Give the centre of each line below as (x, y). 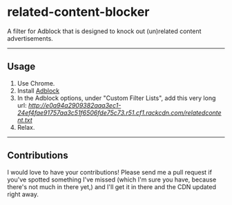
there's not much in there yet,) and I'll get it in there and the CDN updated (112, 186)
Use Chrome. (36, 83)
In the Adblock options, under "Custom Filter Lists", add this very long (116, 98)
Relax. (26, 127)
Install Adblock (38, 90)
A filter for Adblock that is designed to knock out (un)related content (104, 31)
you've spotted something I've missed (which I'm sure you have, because (112, 179)
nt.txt (25, 120)
